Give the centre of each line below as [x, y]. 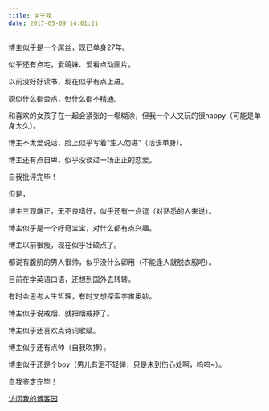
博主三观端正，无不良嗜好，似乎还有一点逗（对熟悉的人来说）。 [112, 210]
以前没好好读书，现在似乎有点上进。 [68, 81]
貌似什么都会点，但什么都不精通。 [65, 98]
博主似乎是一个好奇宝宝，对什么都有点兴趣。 [82, 228]
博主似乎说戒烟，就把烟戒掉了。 [61, 313]
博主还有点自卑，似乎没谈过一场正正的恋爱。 [82, 159]
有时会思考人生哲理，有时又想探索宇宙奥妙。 [82, 296]
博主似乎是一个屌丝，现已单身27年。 [69, 47]
